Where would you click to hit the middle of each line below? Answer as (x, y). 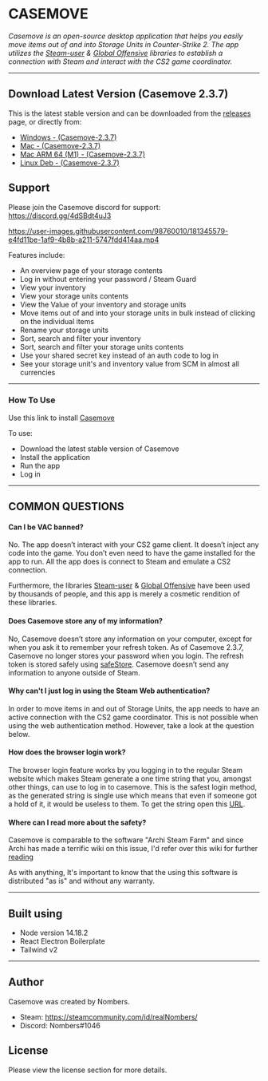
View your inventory (53, 287)
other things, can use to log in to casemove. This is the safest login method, (133, 787)
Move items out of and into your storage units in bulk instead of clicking (137, 313)
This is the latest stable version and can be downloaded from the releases (130, 113)
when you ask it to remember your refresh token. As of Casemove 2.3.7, (126, 647)
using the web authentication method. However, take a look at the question (131, 725)
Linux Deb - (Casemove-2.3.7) (69, 162)
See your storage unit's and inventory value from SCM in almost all (129, 363)
